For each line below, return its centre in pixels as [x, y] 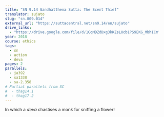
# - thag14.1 [20, 91]
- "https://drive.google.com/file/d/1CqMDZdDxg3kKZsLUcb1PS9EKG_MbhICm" [85, 32]
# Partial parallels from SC [35, 87]
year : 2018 [16, 37]
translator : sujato [25, 14]
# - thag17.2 [20, 96]
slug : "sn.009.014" [25, 19]
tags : [10, 46]
